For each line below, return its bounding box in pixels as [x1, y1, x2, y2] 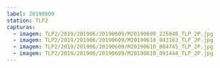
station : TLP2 [6, 17, 49, 24]
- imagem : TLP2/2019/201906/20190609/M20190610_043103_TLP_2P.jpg [13, 37, 214, 44]
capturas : [6, 23, 36, 30]
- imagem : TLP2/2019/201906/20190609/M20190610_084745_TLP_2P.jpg [13, 43, 214, 50]
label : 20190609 [6, 10, 55, 18]
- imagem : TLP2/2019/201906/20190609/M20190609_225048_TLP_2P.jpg [13, 30, 214, 38]
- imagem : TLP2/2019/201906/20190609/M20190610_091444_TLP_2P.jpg [13, 50, 214, 57]
